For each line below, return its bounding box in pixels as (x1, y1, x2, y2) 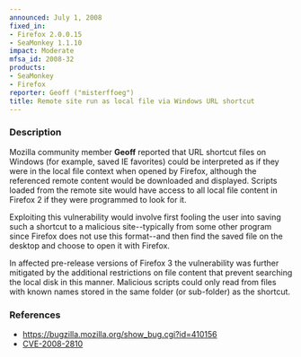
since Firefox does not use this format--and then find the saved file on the (9, 231, 283, 241)
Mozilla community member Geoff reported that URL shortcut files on (9, 146, 267, 157)
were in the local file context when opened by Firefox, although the (9, 165, 258, 176)
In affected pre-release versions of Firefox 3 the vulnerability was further (9, 257, 279, 268)
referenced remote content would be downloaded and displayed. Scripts (9, 175, 278, 186)
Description (9, 126, 62, 139)
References (9, 309, 61, 321)
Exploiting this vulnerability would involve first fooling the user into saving (9, 212, 281, 222)
